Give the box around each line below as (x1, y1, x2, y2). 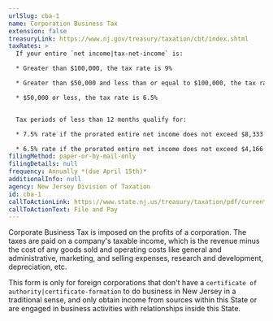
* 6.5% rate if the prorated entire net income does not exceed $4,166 (15, 145, 264, 153)
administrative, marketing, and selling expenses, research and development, (8, 254, 264, 263)
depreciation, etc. (8, 262, 67, 272)
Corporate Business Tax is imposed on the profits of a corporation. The (8, 228, 247, 237)
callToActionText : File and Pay (8, 205, 118, 214)
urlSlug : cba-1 (8, 11, 60, 20)
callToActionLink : (8, 197, 71, 206)
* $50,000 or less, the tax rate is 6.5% (15, 93, 158, 102)
